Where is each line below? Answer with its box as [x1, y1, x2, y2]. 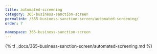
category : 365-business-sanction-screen [5, 12, 89, 17]
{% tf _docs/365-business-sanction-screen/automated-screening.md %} [5, 43, 153, 49]
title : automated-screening [5, 7, 63, 12]
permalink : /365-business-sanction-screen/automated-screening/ [5, 16, 139, 21]
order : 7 [5, 21, 23, 26]
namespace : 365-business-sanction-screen [5, 30, 91, 35]
